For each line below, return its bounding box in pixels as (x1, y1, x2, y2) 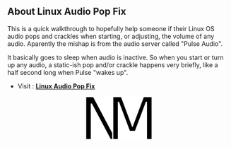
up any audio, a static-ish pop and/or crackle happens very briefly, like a (7, 60, 218, 69)
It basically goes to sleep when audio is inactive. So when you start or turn (7, 53, 224, 61)
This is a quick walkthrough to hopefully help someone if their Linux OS (7, 24, 215, 33)
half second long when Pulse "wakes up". (7, 68, 129, 76)
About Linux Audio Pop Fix (7, 6, 126, 18)
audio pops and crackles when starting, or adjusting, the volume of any (7, 32, 215, 40)
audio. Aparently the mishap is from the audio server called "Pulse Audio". (7, 39, 223, 48)
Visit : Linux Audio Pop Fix (17, 81, 95, 90)
